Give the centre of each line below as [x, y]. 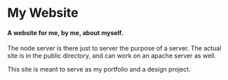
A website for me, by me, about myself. [66, 32]
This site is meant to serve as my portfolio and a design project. [99, 69]
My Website [43, 13]
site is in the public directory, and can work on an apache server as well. [112, 56]
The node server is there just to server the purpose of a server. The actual [114, 48]
